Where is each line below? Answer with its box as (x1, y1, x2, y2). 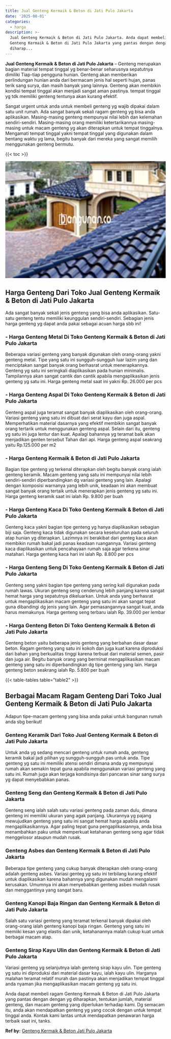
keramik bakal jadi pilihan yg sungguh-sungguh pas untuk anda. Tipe (5, 754, 150, 761)
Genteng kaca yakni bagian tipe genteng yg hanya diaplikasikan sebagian (5, 524, 159, 530)
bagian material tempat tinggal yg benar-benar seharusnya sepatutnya (5, 66, 153, 72)
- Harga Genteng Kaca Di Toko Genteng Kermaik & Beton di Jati (5, 506, 164, 513)
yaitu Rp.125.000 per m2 (5, 442, 56, 448)
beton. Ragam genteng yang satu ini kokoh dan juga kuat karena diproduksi (5, 645, 164, 651)
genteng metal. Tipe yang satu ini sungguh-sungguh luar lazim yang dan (5, 357, 158, 363)
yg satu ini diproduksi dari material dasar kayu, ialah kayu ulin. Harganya (5, 970, 157, 976)
